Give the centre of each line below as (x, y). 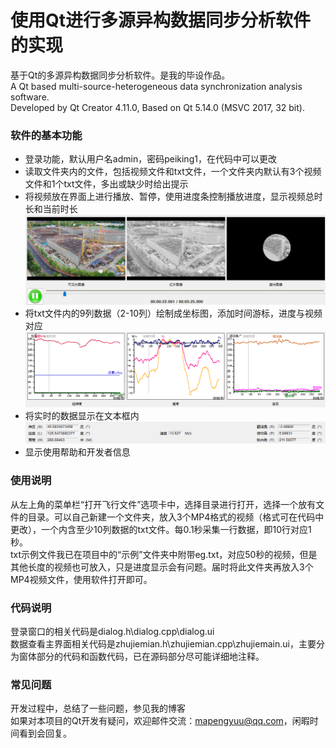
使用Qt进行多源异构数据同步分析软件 (161, 20)
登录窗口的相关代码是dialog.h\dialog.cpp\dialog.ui (112, 631)
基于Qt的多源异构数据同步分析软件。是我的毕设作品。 (120, 75)
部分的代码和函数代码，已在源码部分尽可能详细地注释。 (150, 656)
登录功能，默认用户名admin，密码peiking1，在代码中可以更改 (150, 159)
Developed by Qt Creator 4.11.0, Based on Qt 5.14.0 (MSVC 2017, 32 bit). (157, 107)
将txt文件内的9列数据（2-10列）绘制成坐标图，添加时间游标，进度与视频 (173, 313)
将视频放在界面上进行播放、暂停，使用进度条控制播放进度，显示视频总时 (173, 197)
